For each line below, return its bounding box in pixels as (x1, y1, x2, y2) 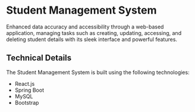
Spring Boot (14, 87, 45, 94)
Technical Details (6, 53, 72, 63)
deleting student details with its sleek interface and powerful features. (6, 36, 177, 43)
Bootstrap (14, 99, 39, 106)
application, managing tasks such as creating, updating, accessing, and (6, 29, 182, 36)
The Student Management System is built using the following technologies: (6, 69, 190, 76)
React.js (14, 80, 35, 87)
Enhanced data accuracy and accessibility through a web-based (6, 23, 164, 30)
